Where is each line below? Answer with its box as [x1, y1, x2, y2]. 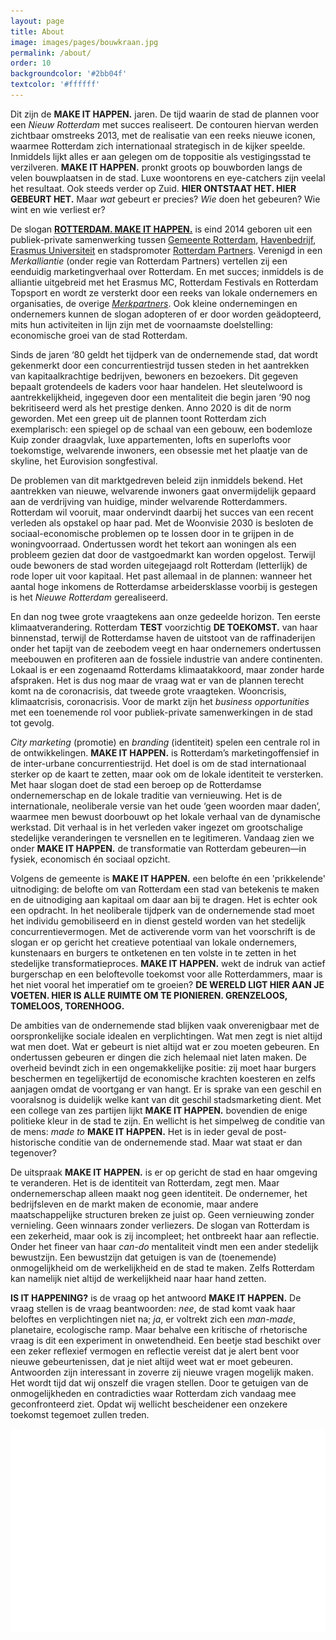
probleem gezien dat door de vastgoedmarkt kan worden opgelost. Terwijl [10, 548, 316, 560]
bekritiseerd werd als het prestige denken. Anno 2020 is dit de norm [10, 401, 292, 414]
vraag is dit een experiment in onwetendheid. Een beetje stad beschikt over [10, 1334, 322, 1346]
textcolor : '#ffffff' [10, 80, 101, 90]
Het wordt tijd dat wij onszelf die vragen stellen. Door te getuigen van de [10, 1376, 309, 1389]
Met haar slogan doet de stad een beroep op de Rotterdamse [10, 778, 262, 790]
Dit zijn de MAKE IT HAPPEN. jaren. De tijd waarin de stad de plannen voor [10, 108, 320, 120]
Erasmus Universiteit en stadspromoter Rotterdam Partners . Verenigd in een [10, 244, 323, 256]
